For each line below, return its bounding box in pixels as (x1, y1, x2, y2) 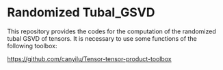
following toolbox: (7, 41, 57, 50)
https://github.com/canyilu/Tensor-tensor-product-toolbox (7, 54, 172, 63)
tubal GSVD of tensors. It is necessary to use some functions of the (7, 34, 197, 42)
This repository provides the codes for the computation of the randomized (7, 27, 217, 35)
